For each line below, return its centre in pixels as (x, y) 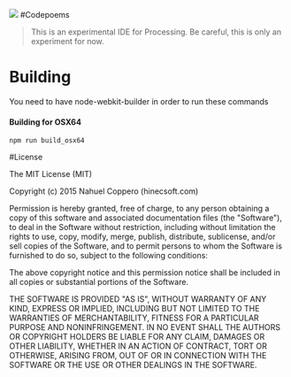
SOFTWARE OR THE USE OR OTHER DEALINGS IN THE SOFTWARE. (133, 365)
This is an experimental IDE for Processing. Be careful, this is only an (156, 32)
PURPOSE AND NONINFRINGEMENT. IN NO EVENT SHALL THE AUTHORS (145, 327)
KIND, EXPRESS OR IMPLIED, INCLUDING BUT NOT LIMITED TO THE (134, 309)
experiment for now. (67, 41)
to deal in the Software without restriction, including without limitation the (142, 227)
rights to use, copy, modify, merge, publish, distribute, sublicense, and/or (142, 237)
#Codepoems (45, 15)
